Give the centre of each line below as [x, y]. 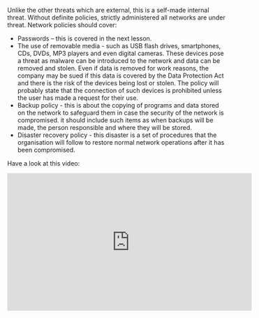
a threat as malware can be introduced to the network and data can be [119, 61]
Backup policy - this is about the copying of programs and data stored [118, 105]
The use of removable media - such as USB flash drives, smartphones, [119, 46]
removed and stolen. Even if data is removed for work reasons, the [113, 68]
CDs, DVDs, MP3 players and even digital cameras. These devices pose [121, 53]
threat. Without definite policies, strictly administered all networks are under [116, 17]
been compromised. [46, 150]
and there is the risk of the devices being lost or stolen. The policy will [118, 83]
